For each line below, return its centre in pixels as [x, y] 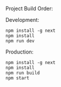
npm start [18, 78]
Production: [19, 52]
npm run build [23, 73]
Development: [22, 20]
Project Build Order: [29, 9]
